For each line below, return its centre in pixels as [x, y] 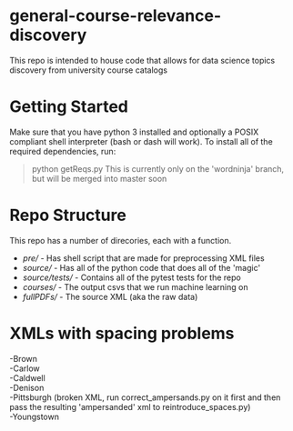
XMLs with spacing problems [122, 334]
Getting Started [69, 107]
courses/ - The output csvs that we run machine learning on [135, 286]
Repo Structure [68, 215]
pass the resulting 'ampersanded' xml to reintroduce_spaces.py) [130, 406]
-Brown [24, 358]
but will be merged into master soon [99, 178]
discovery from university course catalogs [89, 70]
